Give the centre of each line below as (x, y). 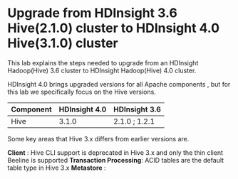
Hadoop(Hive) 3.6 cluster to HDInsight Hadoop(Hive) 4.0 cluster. (102, 70)
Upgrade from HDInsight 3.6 (93, 13)
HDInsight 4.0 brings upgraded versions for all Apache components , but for (119, 84)
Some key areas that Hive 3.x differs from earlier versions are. (98, 139)
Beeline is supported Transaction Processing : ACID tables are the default (116, 160)
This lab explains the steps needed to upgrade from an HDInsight (103, 63)
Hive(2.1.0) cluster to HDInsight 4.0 (113, 28)
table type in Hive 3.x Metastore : (57, 168)
